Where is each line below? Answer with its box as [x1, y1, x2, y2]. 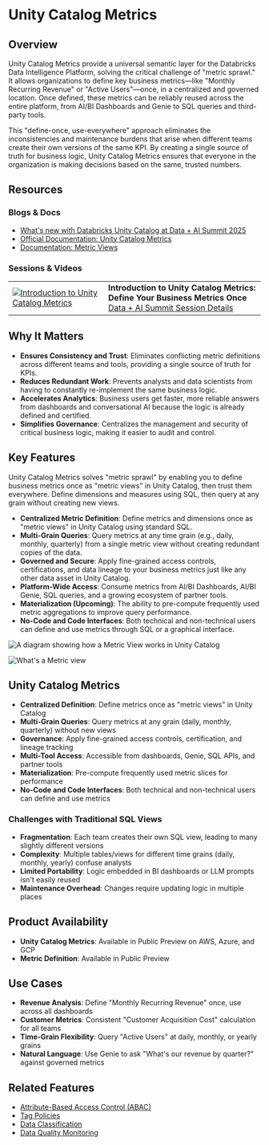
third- [238, 102, 257, 111]
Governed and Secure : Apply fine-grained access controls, [19, 556, 217, 565]
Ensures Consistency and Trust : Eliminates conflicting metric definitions [19, 351, 261, 361]
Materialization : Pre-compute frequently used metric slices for [19, 768, 228, 778]
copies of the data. [19, 548, 82, 557]
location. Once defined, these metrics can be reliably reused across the [8, 93, 244, 102]
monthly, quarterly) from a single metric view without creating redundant [19, 539, 260, 548]
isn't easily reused [19, 874, 81, 884]
